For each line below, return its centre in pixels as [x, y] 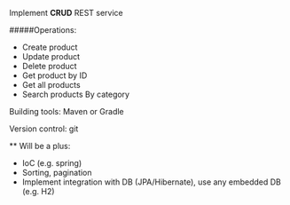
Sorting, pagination [57, 173]
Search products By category [76, 94]
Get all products [51, 85]
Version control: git [44, 129]
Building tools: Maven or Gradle [67, 111]
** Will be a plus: [40, 146]
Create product [50, 47]
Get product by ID [55, 75]
